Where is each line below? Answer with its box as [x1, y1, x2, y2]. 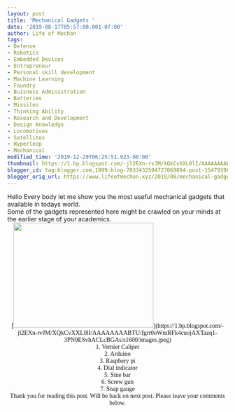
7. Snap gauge [100, 385, 135, 392]
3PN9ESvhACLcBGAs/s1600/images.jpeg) [64, 336, 171, 343]
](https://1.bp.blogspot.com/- [153, 322, 224, 329]
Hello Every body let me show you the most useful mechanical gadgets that [7, 192, 225, 200]
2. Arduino [104, 350, 131, 357]
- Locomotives [7, 128, 49, 135]
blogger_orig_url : [7, 173, 61, 180]
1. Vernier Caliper [95, 343, 140, 350]
